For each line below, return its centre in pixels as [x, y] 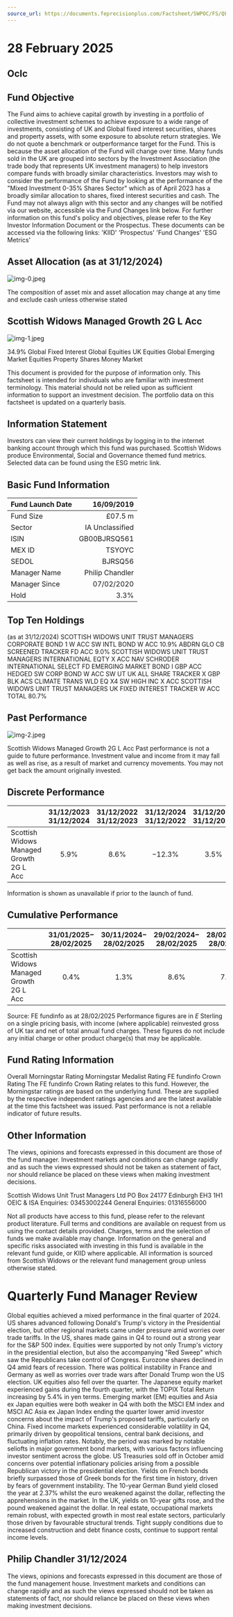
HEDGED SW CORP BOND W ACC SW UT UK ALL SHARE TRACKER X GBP [114, 674]
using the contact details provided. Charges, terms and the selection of [109, 1231]
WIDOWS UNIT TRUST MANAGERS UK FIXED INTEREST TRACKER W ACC [114, 689]
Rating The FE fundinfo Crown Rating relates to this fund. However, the [108, 1084]
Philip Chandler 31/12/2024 [67, 1560]
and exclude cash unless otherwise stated [67, 299]
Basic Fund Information [58, 485]
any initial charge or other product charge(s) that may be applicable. [105, 1038]
